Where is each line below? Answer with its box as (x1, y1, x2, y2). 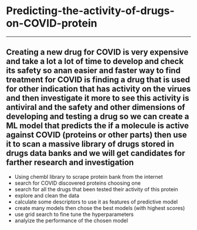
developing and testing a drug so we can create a (6, 112, 189, 122)
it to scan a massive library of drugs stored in (6, 139, 174, 149)
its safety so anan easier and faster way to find (6, 66, 181, 76)
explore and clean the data (14, 192, 80, 199)
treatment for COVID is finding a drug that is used (6, 75, 191, 85)
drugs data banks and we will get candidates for (6, 148, 185, 158)
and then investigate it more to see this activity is (6, 93, 189, 104)
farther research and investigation (6, 158, 134, 168)
